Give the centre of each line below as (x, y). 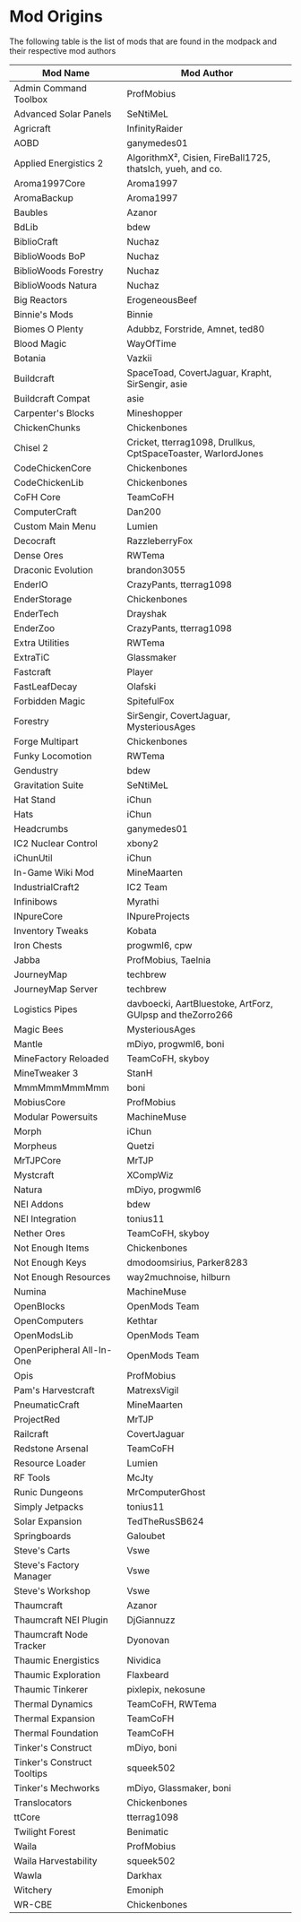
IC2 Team (147, 887)
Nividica (144, 1660)
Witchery (33, 1890)
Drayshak (147, 613)
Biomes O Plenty (48, 329)
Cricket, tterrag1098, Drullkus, (191, 442)
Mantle (28, 1043)
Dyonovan (148, 1640)
